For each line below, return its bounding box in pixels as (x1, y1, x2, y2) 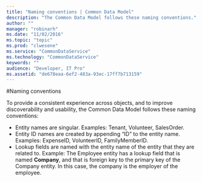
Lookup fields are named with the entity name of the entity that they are (15, 143, 195, 150)
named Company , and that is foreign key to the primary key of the (15, 156, 181, 164)
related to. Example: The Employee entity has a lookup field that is (15, 150, 181, 157)
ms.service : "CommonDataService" (6, 49, 91, 55)
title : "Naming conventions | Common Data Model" (6, 8, 135, 15)
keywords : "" (6, 59, 39, 66)
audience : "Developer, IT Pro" (6, 65, 86, 72)
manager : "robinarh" (6, 25, 59, 32)
